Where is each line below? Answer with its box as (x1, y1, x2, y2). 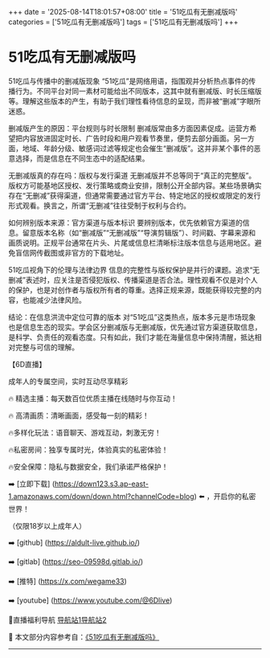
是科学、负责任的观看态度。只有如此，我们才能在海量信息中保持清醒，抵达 (8, 332, 255, 341)
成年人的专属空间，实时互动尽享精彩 (8, 376, 129, 386)
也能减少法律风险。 (22, 295, 86, 304)
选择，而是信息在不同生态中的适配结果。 (14, 153, 149, 163)
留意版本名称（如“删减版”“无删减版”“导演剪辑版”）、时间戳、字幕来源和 (22, 227, 256, 237)
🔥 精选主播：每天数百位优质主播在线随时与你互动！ (8, 393, 178, 403)
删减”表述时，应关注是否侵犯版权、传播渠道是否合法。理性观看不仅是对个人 (8, 275, 259, 284)
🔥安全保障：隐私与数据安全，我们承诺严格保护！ (8, 461, 169, 472)
